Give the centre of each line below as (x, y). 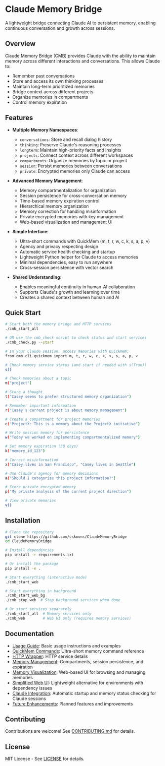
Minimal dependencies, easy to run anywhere (66, 262)
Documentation (30, 634)
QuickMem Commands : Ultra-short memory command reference (78, 651)
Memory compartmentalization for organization (68, 190)
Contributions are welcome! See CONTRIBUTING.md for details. (70, 731)
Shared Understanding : (37, 277)
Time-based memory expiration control (60, 201)
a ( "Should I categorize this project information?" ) (61, 478)
